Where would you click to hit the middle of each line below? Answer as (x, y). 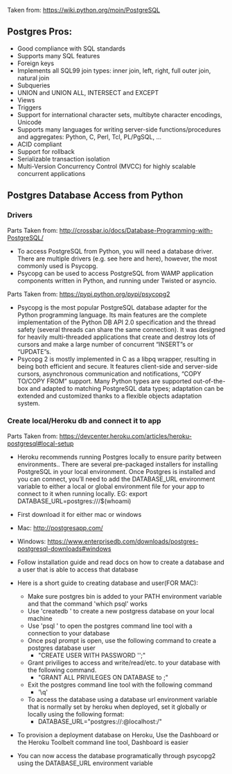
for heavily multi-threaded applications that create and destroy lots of (116, 337)
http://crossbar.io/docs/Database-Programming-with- (136, 230)
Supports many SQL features (59, 55)
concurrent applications (51, 173)
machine (40, 618)
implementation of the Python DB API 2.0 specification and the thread (116, 322)
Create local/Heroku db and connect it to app (84, 421)
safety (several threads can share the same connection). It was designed (121, 329)
